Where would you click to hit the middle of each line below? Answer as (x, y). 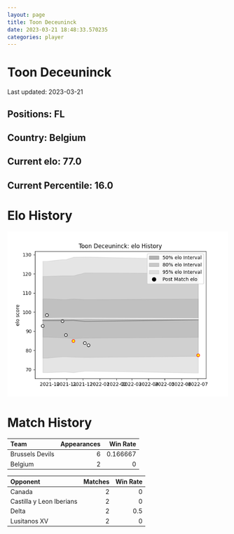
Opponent (25, 481)
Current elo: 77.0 (44, 162)
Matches (96, 481)
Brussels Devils (32, 454)
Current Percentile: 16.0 (60, 185)
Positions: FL (36, 114)
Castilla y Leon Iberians (44, 502)
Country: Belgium (47, 138)
